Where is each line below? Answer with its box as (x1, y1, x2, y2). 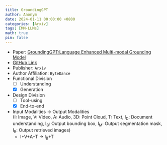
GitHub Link (12, 59, 37, 65)
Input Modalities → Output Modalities (12, 108, 90, 115)
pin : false (5, 35, 28, 40)
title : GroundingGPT (5, 7, 49, 12)
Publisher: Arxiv (12, 64, 46, 70)
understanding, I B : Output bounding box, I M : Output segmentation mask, (12, 120, 162, 127)
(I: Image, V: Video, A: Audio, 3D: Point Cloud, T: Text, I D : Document (12, 114, 152, 121)
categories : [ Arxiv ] (5, 21, 49, 26)
